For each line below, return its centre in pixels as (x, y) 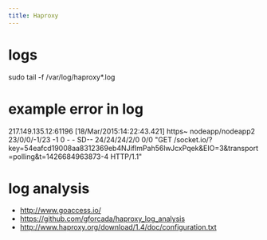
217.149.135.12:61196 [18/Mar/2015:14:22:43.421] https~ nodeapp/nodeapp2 (132, 131)
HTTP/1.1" (126, 157)
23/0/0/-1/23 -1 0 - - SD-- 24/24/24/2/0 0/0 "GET (90, 139)
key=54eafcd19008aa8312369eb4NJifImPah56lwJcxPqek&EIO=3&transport (133, 148)
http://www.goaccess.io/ (61, 211)
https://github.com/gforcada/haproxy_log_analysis (102, 219)
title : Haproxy (33, 15)
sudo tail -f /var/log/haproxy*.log (62, 77)
